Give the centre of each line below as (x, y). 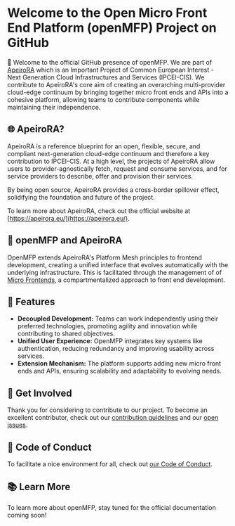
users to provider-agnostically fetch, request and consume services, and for (117, 168)
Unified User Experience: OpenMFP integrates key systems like (110, 341)
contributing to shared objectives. (66, 334)
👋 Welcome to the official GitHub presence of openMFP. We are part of (110, 62)
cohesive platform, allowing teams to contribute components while (103, 99)
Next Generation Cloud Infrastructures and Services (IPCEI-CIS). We (106, 77)
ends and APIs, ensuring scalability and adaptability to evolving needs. (120, 371)
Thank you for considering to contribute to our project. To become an (108, 410)
